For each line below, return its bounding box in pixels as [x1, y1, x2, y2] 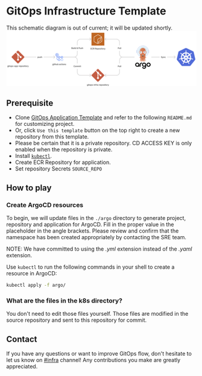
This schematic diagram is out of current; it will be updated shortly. [6, 24, 173, 31]
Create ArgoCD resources [6, 201, 84, 209]
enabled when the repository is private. [14, 146, 113, 153]
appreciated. [6, 363, 38, 370]
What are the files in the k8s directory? [6, 296, 122, 305]
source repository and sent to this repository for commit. [6, 316, 147, 324]
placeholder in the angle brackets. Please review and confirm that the [6, 227, 179, 234]
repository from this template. [14, 133, 89, 140]
